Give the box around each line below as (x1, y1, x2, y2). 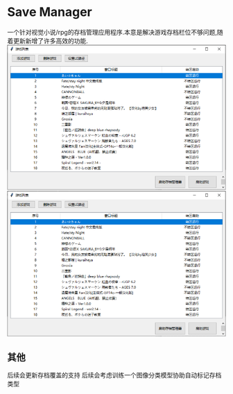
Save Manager (7, 4, 92, 20)
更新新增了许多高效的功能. (12, 36, 89, 45)
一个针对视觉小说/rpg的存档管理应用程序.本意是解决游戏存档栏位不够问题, (7, 28, 217, 36)
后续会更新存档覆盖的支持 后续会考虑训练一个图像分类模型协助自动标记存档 (7, 371, 222, 379)
